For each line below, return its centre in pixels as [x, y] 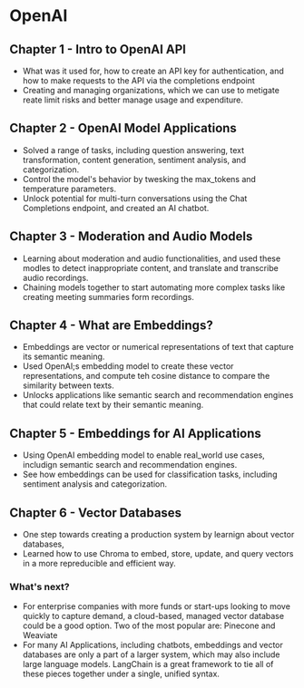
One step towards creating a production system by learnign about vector [158, 535]
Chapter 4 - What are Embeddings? [111, 326]
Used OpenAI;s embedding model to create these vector [128, 366]
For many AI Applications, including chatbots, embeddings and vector [153, 645]
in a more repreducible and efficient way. [99, 564]
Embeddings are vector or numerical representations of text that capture [158, 347]
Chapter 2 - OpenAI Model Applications [123, 128]
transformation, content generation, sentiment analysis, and [134, 160]
